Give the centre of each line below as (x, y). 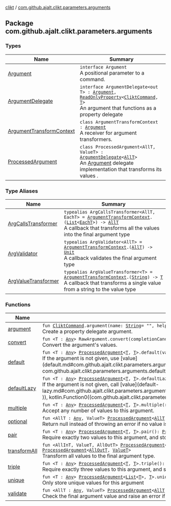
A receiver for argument (108, 133)
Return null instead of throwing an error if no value (102, 424)
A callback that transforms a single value (112, 283)
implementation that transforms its (121, 169)
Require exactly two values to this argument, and (101, 438)
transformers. (96, 139)
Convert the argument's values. (80, 345)
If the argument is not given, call (81, 384)
